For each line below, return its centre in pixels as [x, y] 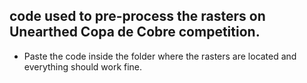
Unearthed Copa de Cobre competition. [135, 32]
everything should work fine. [83, 66]
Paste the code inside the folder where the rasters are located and [160, 56]
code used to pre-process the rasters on [137, 16]
